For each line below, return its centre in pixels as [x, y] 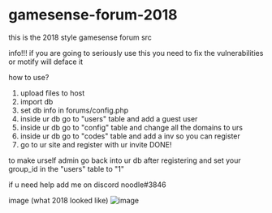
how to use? [29, 77]
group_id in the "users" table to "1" [66, 168]
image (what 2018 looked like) [58, 200]
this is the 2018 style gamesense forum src [80, 37]
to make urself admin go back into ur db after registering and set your [125, 160]
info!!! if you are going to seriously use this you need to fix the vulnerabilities [136, 53]
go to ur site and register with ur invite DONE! [96, 144]
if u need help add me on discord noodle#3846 [87, 185]
